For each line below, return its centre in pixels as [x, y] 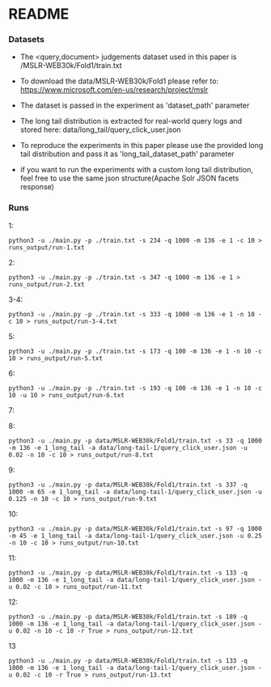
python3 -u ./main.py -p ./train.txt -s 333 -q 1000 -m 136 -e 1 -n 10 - [135, 314]
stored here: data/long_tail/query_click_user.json [100, 129]
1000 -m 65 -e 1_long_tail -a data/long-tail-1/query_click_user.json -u [135, 492]
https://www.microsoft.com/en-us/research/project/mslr [114, 90]
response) [37, 187]
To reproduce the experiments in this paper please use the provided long [142, 146]
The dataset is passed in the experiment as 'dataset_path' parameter [135, 105]
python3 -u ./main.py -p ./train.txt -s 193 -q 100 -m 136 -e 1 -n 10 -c [135, 388]
